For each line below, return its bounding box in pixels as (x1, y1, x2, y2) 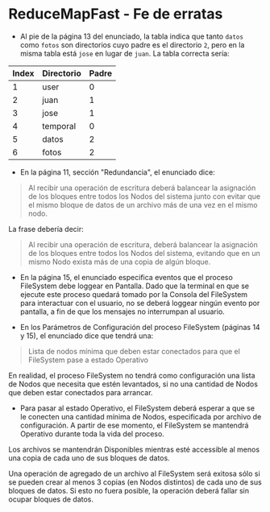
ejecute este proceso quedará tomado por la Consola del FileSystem (19, 289, 248, 299)
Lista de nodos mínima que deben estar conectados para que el (27, 346, 240, 356)
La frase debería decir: (8, 224, 85, 233)
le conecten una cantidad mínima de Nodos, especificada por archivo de (19, 411, 262, 421)
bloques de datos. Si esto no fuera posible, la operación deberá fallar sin (8, 485, 250, 495)
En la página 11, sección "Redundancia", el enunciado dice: (19, 167, 215, 177)
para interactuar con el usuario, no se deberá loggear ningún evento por (19, 298, 260, 308)
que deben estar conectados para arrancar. (8, 387, 153, 397)
